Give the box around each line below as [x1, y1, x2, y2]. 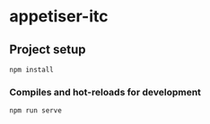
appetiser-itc [9, 6, 109, 27]
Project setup [9, 42, 87, 57]
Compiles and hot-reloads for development [9, 86, 202, 98]
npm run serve [9, 106, 63, 115]
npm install [9, 65, 54, 74]
